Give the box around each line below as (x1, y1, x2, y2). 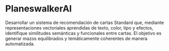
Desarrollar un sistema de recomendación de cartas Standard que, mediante (5, 19, 164, 25)
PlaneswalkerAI (5, 3, 72, 14)
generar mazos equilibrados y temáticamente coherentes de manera (5, 35, 148, 41)
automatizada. (5, 40, 35, 46)
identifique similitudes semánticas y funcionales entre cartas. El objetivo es (5, 30, 161, 36)
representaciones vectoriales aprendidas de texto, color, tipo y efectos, (5, 24, 153, 30)
